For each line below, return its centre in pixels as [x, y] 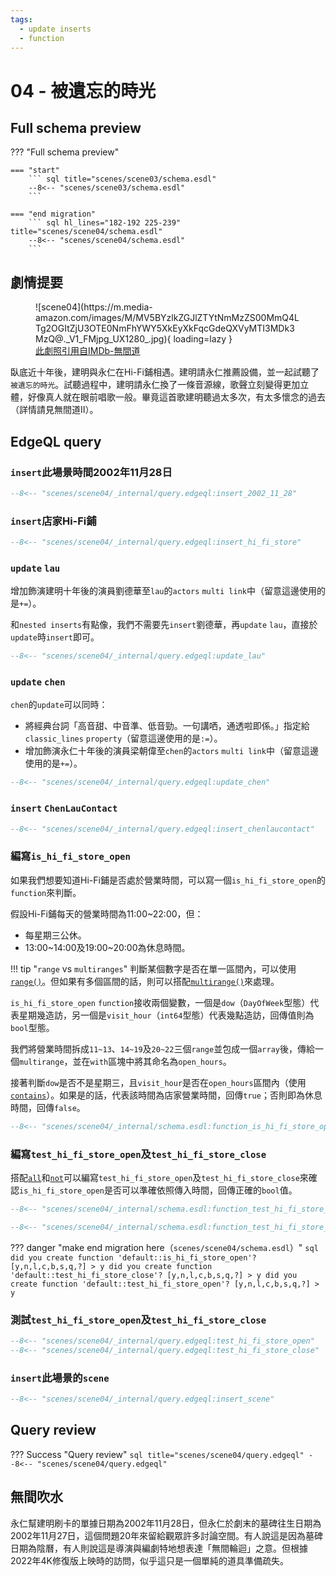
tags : [21, 19]
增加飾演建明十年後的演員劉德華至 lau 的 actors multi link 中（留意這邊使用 [163, 591]
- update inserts [55, 29]
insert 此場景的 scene [60, 1378]
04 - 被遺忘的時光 [83, 90]
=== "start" [35, 171]
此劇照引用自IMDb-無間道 [88, 351]
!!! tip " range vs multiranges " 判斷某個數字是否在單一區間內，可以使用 [153, 968]
